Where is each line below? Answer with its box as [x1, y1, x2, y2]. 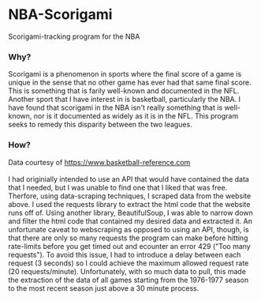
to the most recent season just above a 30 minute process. [8, 283, 199, 293]
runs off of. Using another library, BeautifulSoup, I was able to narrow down [8, 208, 254, 217]
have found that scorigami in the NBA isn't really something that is [8, 103, 223, 112]
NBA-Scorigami [8, 6, 113, 24]
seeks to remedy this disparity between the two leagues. [8, 120, 193, 130]
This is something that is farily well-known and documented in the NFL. [8, 86, 240, 96]
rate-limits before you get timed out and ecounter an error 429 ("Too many [8, 241, 251, 250]
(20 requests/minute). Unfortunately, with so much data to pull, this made [8, 266, 247, 276]
